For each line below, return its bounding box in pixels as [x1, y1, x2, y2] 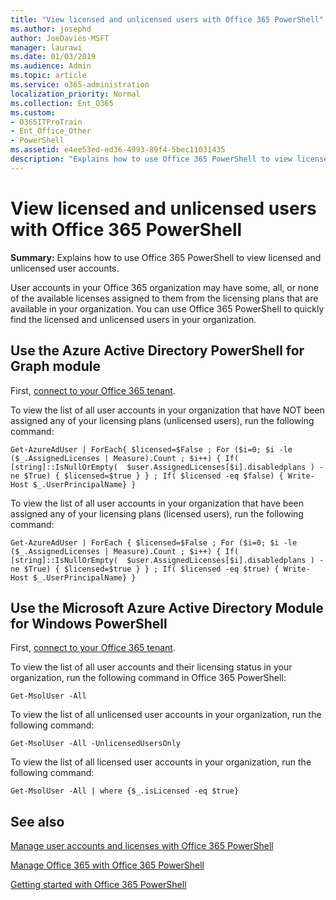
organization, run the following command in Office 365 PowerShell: [10, 672, 287, 684]
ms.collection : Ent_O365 [10, 98, 114, 108]
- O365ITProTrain [10, 117, 83, 127]
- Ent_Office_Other [10, 126, 92, 136]
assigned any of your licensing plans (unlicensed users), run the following [10, 414, 315, 426]
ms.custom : [10, 107, 56, 118]
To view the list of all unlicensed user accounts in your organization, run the [10, 709, 322, 721]
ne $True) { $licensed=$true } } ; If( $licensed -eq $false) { [10, 471, 284, 481]
